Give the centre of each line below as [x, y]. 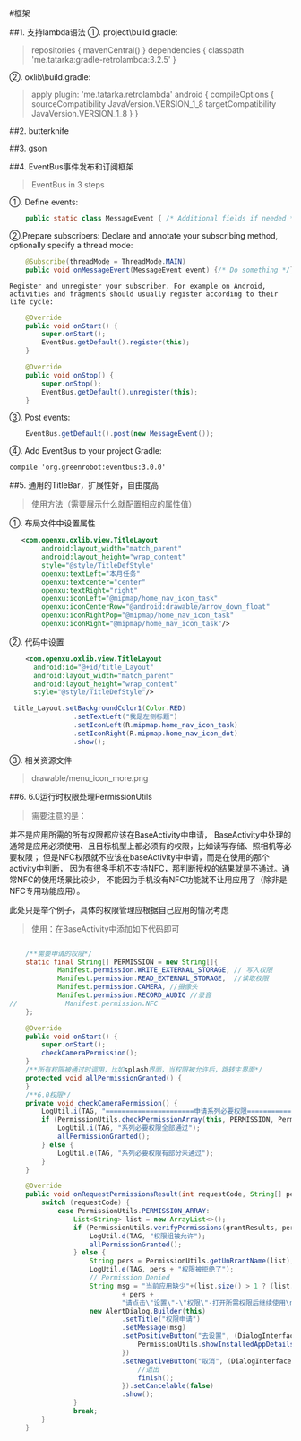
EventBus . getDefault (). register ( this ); [116, 343]
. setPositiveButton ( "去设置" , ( [180, 1336]
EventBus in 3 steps [68, 185]
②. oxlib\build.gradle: [50, 77]
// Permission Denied [129, 1278]
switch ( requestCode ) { [86, 1203]
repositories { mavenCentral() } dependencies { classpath [138, 50]
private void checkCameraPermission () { [102, 1103]
